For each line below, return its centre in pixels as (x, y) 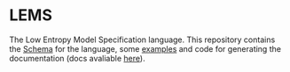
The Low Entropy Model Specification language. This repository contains (142, 40)
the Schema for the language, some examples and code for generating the (145, 48)
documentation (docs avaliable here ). (77, 58)
